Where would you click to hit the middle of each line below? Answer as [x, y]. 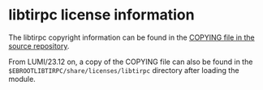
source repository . [39, 45]
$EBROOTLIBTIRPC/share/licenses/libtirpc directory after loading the [124, 70]
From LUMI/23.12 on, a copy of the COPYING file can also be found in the [131, 62]
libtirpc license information [101, 15]
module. [22, 79]
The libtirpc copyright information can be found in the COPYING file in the [131, 37]
